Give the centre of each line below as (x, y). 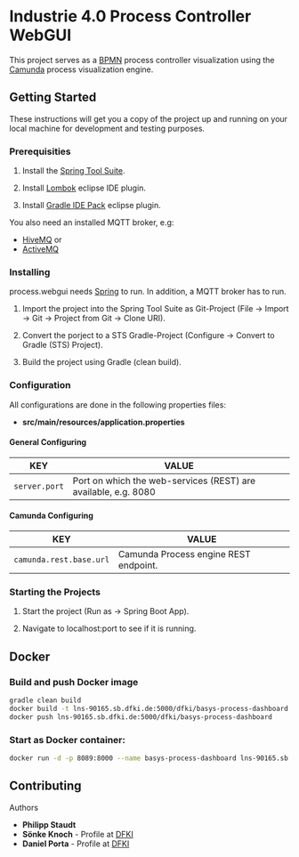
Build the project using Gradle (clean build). (102, 362)
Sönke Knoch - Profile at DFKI (77, 834)
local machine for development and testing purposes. (107, 128)
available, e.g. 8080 (114, 491)
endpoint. (138, 565)
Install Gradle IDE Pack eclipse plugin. (92, 206)
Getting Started (53, 97)
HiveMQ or (42, 240)
